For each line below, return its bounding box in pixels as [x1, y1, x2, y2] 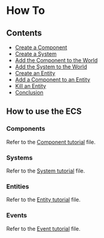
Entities [6, 182, 29, 191]
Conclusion [15, 89, 44, 96]
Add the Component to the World [15, 57, 98, 64]
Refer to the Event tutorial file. [6, 225, 80, 232]
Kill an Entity [15, 82, 47, 90]
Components [6, 125, 45, 133]
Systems [6, 153, 33, 162]
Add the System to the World [15, 63, 88, 70]
